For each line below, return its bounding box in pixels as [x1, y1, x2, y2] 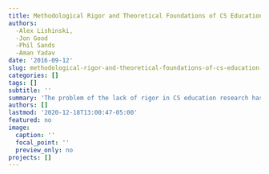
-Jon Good [15, 34, 48, 42]
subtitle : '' [8, 86, 52, 95]
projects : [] [8, 153, 52, 161]
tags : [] [8, 79, 38, 87]
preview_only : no [15, 146, 74, 154]
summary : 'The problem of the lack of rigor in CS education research [8, 94, 249, 102]
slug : [8, 64, 26, 72]
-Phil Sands [15, 42, 56, 50]
